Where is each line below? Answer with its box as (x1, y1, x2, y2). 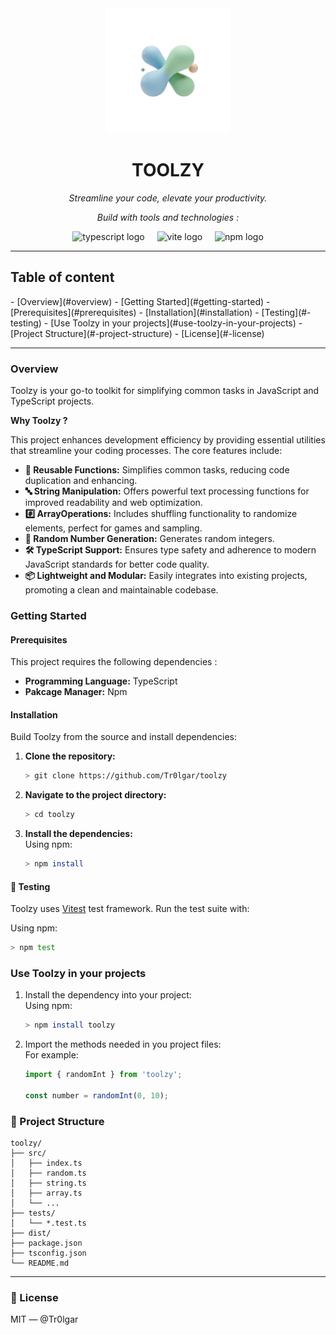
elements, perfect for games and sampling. (24, 522, 203, 534)
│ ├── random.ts (10, 1168, 87, 1179)
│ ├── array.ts (10, 1188, 83, 1199)
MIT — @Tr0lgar (10, 1313, 79, 1326)
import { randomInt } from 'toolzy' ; (24, 1070, 183, 1080)
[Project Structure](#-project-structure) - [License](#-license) (10, 327, 265, 339)
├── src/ (10, 1148, 47, 1159)
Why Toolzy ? (10, 415, 68, 427)
